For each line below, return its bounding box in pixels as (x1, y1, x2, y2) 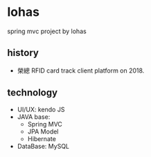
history (7, 47, 39, 59)
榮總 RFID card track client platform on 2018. (17, 66, 145, 75)
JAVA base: (17, 112, 51, 121)
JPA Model (27, 127, 59, 136)
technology (7, 87, 57, 99)
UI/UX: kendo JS (17, 105, 65, 113)
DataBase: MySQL (17, 142, 70, 150)
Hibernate (27, 134, 57, 142)
